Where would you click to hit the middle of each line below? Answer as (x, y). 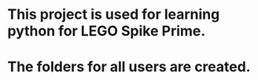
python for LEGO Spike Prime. (107, 31)
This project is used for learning (114, 15)
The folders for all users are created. (129, 67)
